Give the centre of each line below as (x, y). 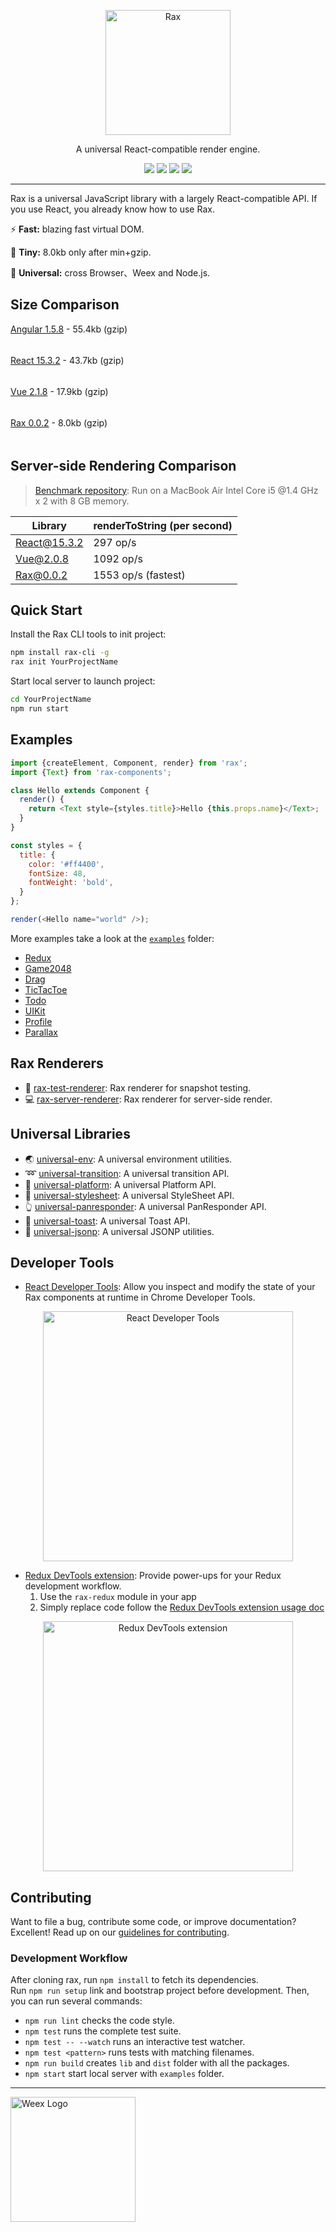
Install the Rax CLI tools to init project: (88, 634)
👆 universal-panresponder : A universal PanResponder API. (145, 1206)
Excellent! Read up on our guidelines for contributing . (120, 1932)
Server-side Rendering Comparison (123, 466)
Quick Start (46, 610)
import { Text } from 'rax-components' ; (91, 772)
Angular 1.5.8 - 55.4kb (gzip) (69, 329)
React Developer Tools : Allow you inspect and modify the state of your (170, 1287)
